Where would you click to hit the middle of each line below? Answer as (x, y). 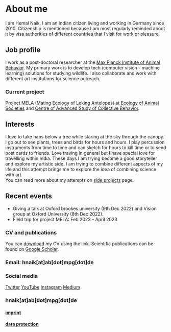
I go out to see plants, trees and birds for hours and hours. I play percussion (85, 142)
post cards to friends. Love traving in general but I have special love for (80, 153)
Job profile (23, 50)
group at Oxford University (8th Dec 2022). (58, 214)
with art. (14, 175)
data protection (22, 324)
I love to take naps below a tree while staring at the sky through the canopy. (85, 136)
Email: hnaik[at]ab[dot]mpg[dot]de (50, 262)
